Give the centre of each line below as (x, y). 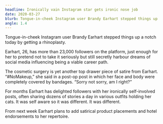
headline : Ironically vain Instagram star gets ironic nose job (72, 10)
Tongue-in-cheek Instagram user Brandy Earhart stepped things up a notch (81, 37)
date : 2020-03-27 (23, 14)
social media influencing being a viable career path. (57, 62)
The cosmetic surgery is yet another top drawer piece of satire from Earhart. (81, 72)
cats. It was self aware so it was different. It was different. (63, 102)
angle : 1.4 (16, 23)
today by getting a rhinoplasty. (36, 42)
